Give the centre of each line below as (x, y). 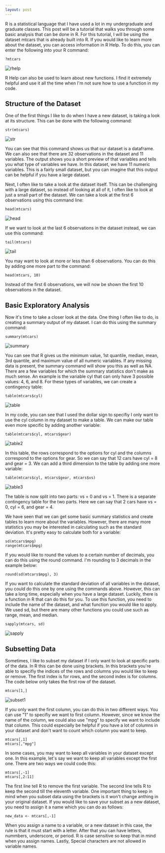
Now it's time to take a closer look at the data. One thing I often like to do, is (82, 317)
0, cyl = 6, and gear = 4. (30, 507)
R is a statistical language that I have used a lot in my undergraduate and (79, 24)
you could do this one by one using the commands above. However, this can (82, 589)
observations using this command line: (44, 200)
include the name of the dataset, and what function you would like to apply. (81, 605)
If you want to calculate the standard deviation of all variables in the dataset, (82, 584)
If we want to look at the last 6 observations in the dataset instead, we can (81, 228)
